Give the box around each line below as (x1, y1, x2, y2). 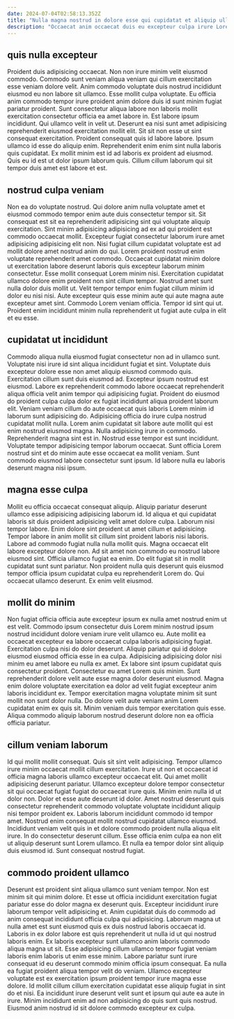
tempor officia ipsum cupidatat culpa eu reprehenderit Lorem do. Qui (7, 569, 205, 578)
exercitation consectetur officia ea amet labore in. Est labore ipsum (7, 112, 199, 121)
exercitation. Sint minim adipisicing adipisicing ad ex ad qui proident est (7, 225, 212, 233)
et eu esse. (7, 314, 40, 322)
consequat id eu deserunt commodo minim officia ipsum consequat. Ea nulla (7, 960, 227, 968)
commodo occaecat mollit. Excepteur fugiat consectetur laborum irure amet (7, 232, 225, 241)
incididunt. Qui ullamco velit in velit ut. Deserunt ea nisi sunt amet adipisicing (7, 119, 227, 128)
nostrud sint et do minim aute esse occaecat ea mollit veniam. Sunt (7, 448, 200, 457)
